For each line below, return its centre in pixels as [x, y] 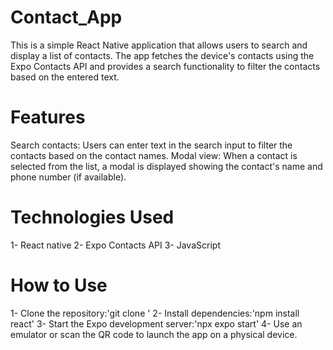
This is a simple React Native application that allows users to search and [159, 45]
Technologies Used [92, 217]
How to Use [59, 285]
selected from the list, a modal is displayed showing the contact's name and [166, 166]
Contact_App [66, 17]
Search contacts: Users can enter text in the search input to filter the [151, 145]
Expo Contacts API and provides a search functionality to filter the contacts [165, 66]
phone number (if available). [68, 177]
